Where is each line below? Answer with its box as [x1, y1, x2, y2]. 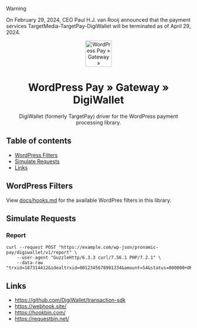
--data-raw [16, 260, 43, 266]
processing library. [76, 119, 121, 126]
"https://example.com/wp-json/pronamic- [58, 245, 159, 251]
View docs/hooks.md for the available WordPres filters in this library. [6, 197, 172, 204]
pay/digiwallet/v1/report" [6, 249, 72, 256]
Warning [6, 5, 26, 12]
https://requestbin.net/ [14, 315, 69, 322]
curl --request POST [6, 245, 57, 251]
